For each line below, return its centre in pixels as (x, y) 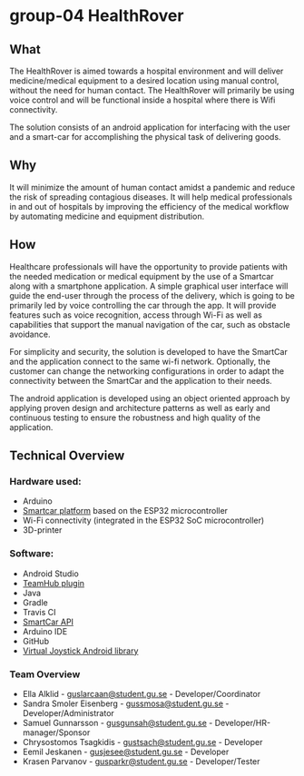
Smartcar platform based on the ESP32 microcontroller (125, 511)
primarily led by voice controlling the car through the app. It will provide (143, 305)
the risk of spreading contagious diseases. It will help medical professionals (151, 197)
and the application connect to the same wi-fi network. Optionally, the (140, 361)
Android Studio (50, 574)
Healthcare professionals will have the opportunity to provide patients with (149, 266)
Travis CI (39, 612)
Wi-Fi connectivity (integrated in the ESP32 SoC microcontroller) (143, 521)
